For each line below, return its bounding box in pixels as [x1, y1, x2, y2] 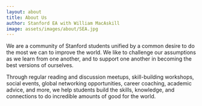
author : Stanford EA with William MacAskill [6, 20, 120, 26]
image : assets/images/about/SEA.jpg [6, 25, 98, 32]
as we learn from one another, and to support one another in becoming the [6, 55, 192, 62]
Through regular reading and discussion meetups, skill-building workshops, [6, 73, 194, 81]
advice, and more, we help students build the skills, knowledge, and [6, 86, 175, 94]
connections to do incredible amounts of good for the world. [6, 93, 156, 100]
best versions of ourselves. [6, 62, 74, 69]
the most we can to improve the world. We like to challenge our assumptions [6, 49, 196, 56]
